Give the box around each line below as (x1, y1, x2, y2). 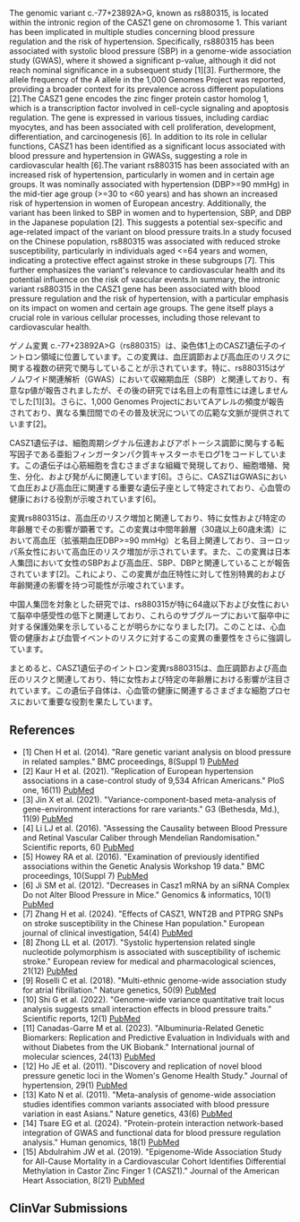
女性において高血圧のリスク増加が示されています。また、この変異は (24, 546, 275, 556)
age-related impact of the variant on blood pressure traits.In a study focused (9, 227, 292, 237)
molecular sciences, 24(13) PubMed (21, 1051, 156, 1062)
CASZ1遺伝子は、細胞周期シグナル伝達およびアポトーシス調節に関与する (9, 438, 277, 448)
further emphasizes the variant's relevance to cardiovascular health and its (9, 264, 286, 275)
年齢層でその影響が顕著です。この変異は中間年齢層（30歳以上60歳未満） (9, 524, 279, 534)
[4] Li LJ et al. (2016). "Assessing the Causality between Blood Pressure (21, 822, 288, 833)
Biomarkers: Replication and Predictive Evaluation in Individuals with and (21, 1032, 290, 1043)
